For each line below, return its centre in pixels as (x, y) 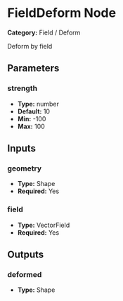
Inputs (22, 148)
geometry (25, 168)
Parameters (33, 68)
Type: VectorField (44, 225)
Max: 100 (31, 126)
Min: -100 (32, 118)
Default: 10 (34, 111)
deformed (25, 274)
